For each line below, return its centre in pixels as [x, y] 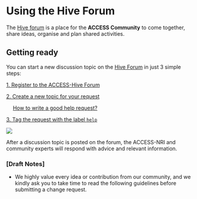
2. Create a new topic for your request [53, 96]
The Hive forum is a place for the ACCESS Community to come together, [96, 27]
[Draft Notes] [26, 164]
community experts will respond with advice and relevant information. [92, 148]
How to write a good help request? [55, 108]
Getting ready [32, 53]
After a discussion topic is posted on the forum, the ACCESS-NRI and [91, 142]
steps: [14, 73]
